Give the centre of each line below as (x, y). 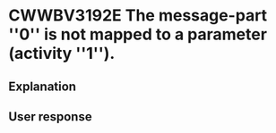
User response (50, 116)
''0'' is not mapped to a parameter (138, 34)
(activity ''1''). (62, 54)
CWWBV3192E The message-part (138, 16)
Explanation (43, 86)
